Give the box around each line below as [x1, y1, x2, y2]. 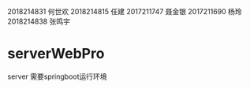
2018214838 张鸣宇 [7, 17, 70, 26]
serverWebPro [7, 45, 105, 63]
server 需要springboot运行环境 [7, 72, 107, 81]
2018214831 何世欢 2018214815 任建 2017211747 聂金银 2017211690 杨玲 [7, 7, 242, 16]
